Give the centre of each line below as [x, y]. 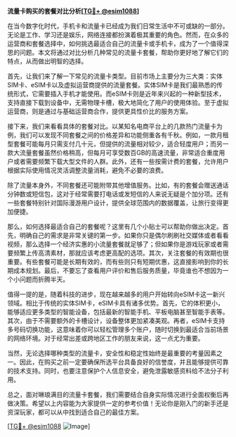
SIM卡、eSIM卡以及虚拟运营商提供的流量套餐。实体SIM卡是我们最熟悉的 [112, 85]
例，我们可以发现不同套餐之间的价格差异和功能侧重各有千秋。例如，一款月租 [118, 135]
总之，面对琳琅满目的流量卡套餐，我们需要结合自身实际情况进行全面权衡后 [115, 394]
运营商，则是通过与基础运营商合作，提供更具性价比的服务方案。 [99, 111]
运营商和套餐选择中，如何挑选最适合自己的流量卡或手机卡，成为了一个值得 [115, 44]
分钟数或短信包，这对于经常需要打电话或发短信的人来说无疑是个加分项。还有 [118, 194]
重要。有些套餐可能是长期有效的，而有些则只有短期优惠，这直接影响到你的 [115, 262]
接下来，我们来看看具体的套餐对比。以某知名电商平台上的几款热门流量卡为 [115, 126]
